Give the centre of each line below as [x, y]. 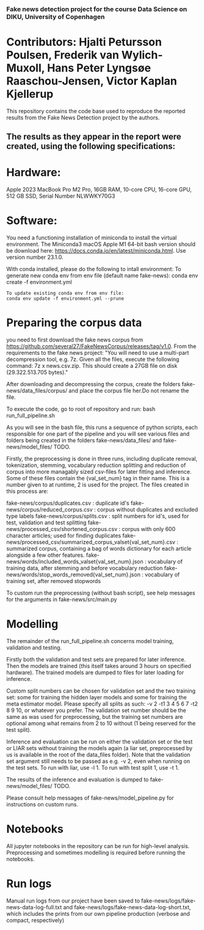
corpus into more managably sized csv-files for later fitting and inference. [99, 472]
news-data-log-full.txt [34, 907]
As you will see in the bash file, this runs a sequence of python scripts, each [102, 428]
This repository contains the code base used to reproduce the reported [96, 111]
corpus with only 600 [149, 529]
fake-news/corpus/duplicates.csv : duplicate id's [68, 503]
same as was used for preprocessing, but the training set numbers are [95, 717]
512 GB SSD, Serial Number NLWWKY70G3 [61, 196]
